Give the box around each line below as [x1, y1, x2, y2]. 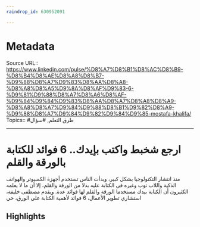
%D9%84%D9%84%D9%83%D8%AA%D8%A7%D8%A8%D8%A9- [6, 97, 177, 104]
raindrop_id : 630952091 [6, 8, 65, 15]
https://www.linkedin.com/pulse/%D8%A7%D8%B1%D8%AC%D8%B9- [6, 66, 183, 73]
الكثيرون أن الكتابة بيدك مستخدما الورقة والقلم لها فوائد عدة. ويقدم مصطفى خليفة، [6, 188, 189, 195]
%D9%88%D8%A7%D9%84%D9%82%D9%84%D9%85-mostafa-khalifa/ [6, 110, 192, 117]
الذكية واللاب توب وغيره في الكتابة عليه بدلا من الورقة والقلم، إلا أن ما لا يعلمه [6, 181, 177, 188]
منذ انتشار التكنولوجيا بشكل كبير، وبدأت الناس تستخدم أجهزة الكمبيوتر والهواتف [6, 175, 180, 182]
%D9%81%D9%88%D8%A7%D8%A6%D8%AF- [6, 91, 127, 98]
